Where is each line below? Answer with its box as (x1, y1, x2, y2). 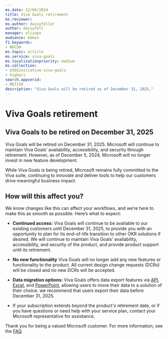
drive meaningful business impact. (5, 177, 77, 183)
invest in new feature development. (5, 157, 78, 163)
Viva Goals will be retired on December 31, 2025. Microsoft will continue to (5, 141, 159, 147)
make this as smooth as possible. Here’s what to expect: (5, 211, 121, 217)
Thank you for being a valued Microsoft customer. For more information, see (5, 323, 163, 329)
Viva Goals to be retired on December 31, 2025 (5, 128, 154, 137)
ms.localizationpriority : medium (5, 59, 75, 64)
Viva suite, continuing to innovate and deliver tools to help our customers (5, 172, 156, 178)
